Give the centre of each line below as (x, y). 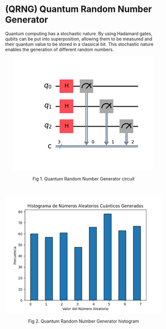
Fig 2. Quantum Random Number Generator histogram (83, 321)
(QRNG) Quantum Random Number (79, 9)
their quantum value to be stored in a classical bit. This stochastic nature (80, 44)
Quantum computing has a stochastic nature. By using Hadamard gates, (79, 33)
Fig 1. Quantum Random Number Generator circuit (83, 178)
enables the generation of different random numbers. (60, 49)
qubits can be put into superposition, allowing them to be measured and (79, 39)
